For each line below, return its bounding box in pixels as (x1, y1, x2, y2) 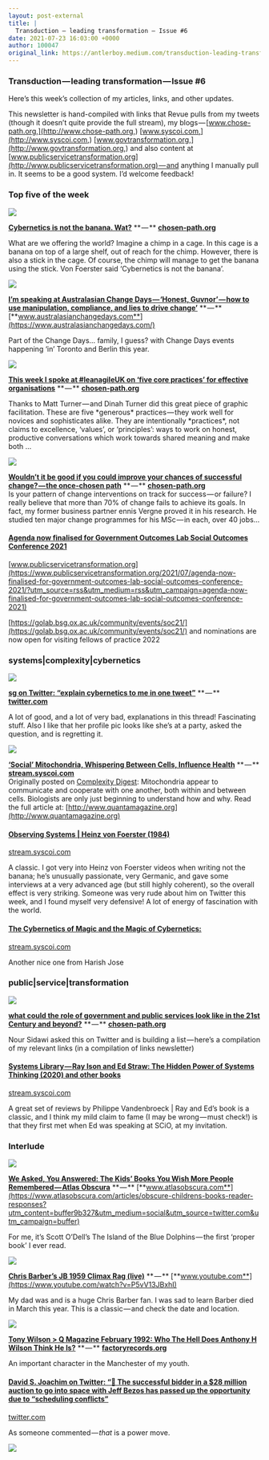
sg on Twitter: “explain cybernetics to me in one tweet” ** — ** (8, 688, 220, 698)
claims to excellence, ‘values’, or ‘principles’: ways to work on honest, (8, 424, 238, 434)
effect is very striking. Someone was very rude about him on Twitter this (8, 888, 247, 898)
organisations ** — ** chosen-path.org (8, 383, 140, 393)
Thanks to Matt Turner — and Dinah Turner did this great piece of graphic (8, 398, 248, 408)
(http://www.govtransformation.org (8, 144, 124, 153)
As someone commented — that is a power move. (8, 1427, 171, 1438)
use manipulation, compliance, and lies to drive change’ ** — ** (8, 303, 223, 312)
